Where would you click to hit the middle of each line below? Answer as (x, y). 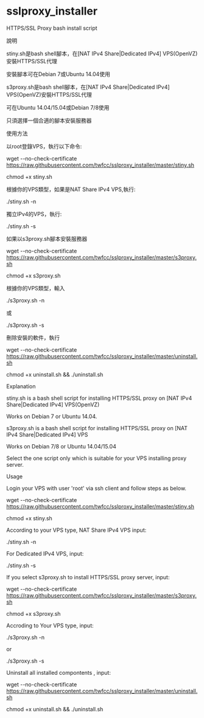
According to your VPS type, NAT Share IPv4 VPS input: (76, 530)
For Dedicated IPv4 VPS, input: (45, 553)
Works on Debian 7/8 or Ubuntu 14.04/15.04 (62, 446)
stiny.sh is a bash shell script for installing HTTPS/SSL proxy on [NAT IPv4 (99, 398)
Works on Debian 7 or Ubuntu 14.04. (52, 416)
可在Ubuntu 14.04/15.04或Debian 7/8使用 (58, 107)
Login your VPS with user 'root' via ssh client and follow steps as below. (97, 488)
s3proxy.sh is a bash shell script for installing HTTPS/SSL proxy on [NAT (97, 428)
